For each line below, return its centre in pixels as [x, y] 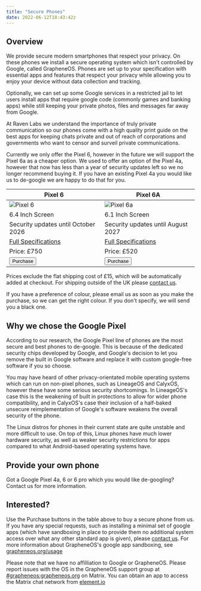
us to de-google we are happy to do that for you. [66, 180]
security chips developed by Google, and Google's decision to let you [92, 353]
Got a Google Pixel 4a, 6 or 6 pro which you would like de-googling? [90, 480]
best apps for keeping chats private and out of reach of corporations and [96, 137]
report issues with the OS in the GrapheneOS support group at [83, 569]
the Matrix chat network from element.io [56, 581]
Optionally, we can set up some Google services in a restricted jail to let [94, 93]
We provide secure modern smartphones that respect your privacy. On [93, 56]
